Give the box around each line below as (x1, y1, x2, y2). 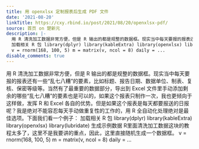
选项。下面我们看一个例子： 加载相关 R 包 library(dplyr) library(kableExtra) (11, 114, 192, 122)
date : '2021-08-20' (6, 14, 54, 20)
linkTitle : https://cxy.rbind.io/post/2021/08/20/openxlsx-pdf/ (6, 20, 168, 26)
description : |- (6, 31, 46, 37)
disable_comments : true (6, 53, 65, 59)
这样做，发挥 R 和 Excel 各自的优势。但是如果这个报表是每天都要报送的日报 (6, 99, 190, 107)
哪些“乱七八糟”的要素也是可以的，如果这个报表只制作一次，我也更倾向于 (16, 92, 192, 99)
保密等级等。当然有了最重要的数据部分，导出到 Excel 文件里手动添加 (16, 84, 184, 92)
